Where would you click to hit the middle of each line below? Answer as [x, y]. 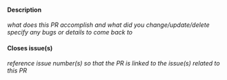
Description [24, 10]
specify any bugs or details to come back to [70, 32]
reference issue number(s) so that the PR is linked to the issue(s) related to [113, 63]
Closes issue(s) [30, 48]
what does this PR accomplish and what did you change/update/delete [108, 25]
